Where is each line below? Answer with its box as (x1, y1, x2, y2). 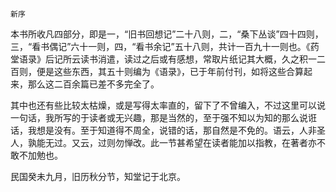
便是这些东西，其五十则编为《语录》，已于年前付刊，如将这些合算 (36, 66, 304, 77)
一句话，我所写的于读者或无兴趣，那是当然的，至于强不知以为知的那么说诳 (10, 112, 317, 123)
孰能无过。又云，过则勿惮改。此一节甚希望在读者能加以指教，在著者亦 (27, 137, 317, 148)
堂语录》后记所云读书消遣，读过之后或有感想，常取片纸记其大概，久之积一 (10, 53, 317, 65)
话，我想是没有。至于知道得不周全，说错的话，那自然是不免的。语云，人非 (10, 124, 317, 136)
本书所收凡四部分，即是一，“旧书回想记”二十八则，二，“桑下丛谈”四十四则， (10, 28, 324, 40)
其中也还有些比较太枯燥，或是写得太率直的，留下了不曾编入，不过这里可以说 (10, 99, 326, 111)
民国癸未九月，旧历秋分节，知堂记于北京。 (10, 171, 186, 182)
